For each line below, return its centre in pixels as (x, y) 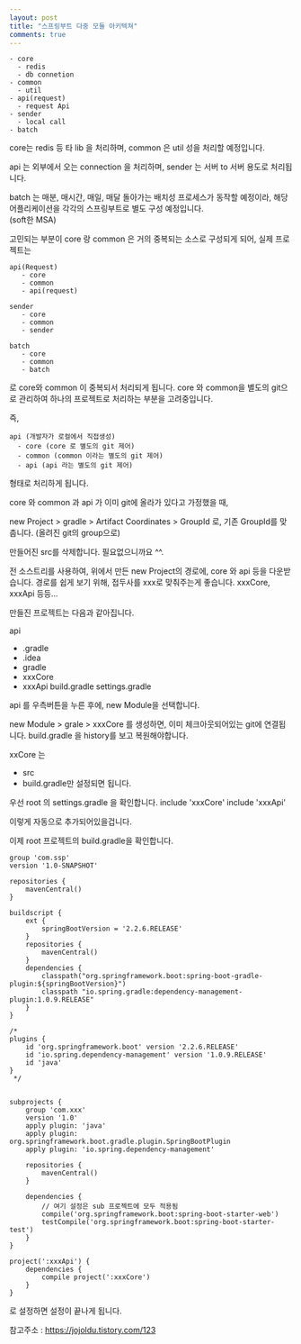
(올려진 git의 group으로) (78, 533)
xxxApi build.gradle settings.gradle (87, 686)
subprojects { (36, 1103)
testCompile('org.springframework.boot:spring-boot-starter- (159, 1222)
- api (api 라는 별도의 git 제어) (75, 466)
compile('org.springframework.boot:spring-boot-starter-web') (160, 1214)
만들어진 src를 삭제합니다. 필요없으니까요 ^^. (87, 552)
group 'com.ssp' (40, 858)
